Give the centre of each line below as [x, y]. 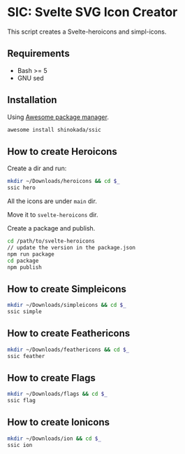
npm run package [31, 254]
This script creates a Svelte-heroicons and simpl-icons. [87, 32]
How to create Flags [51, 378]
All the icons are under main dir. [52, 201]
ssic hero [22, 188]
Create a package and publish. [51, 228]
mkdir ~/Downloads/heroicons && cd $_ [64, 181]
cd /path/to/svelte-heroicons [51, 241]
